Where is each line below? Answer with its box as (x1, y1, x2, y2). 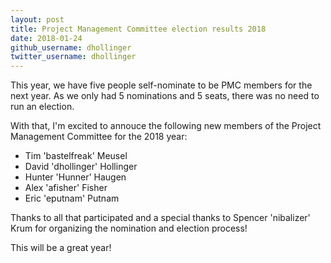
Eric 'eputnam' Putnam (24, 192, 120, 205)
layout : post (10, 14, 65, 25)
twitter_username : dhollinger (10, 52, 137, 62)
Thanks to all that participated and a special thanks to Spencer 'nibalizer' (10, 212, 311, 224)
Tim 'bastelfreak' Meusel (24, 150, 128, 162)
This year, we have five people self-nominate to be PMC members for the (10, 79, 313, 91)
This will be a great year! (10, 242, 112, 254)
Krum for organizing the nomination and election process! (10, 222, 248, 235)
